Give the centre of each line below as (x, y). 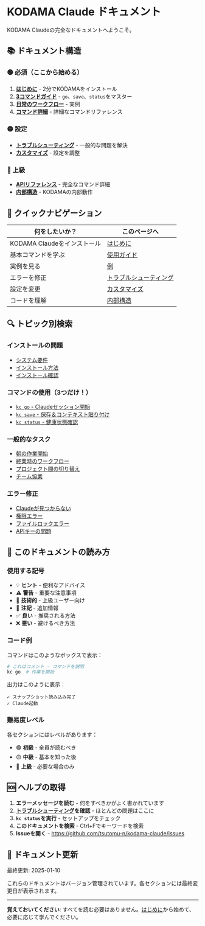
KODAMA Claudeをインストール (56, 243)
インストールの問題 (35, 346)
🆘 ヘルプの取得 (36, 788)
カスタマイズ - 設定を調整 (48, 153)
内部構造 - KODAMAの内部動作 (54, 192)
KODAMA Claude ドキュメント (84, 12)
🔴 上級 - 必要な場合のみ (45, 766)
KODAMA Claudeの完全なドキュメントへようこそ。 (71, 30)
